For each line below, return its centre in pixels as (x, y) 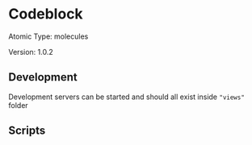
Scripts (27, 131)
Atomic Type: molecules (48, 36)
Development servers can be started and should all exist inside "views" (126, 97)
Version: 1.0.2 (31, 52)
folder (18, 105)
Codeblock (46, 14)
